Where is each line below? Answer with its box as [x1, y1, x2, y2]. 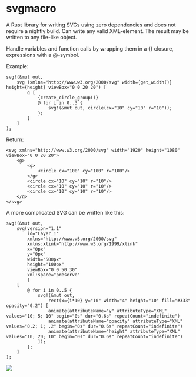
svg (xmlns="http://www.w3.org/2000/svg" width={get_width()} [16, 79, 172, 85]
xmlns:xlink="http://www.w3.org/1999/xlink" [27, 241, 138, 247]
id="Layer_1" [27, 231, 59, 236]
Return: [6, 136, 24, 143]
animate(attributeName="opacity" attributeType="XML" [48, 318, 183, 324]
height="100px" [27, 261, 65, 268]
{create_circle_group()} [37, 95, 99, 101]
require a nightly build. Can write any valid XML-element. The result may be [6, 27, 190, 34]
